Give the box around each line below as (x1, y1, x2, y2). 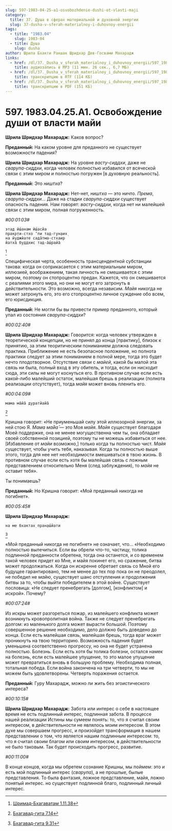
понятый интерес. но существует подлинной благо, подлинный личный (5, 780, 162, 786)
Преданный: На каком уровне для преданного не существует (5, 144, 142, 150)
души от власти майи (5, 117, 101, 128)
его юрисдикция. (5, 296, 42, 302)
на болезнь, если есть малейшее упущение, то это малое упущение (5, 654, 155, 660)
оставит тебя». (5, 468, 38, 474)
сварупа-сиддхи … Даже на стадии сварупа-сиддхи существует (5, 196, 147, 202)
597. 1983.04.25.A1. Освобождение (5, 106, 162, 118)
